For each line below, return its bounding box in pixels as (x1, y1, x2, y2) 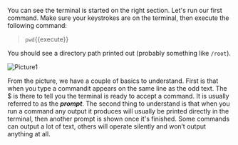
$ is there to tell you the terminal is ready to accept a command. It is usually (7, 92, 229, 100)
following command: (7, 21, 68, 29)
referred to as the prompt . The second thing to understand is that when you (7, 99, 230, 108)
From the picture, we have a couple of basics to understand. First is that (7, 76, 219, 85)
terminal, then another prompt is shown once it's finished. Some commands (7, 114, 230, 123)
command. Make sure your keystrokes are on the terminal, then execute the (7, 14, 229, 22)
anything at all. (7, 130, 51, 138)
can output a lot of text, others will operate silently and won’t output (7, 122, 207, 131)
